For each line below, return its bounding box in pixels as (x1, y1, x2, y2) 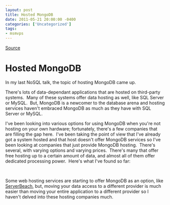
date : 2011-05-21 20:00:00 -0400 (5, 17, 76, 22)
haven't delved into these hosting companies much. (5, 193, 114, 200)
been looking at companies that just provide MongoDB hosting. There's (5, 142, 156, 148)
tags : (5, 26, 17, 31)
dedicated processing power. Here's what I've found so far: (5, 158, 131, 164)
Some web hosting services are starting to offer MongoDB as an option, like (5, 178, 163, 184)
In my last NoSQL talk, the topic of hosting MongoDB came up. (5, 79, 136, 85)
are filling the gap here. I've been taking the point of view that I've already (5, 131, 161, 137)
